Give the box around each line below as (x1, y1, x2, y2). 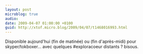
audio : (5, 16, 19, 21)
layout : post (5, 7, 32, 12)
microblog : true (5, 12, 38, 17)
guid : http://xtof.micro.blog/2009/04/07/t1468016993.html (5, 25, 128, 30)
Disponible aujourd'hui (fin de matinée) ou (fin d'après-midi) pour (5, 38, 137, 44)
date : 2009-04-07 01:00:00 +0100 (5, 20, 73, 26)
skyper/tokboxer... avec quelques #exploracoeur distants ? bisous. (5, 44, 139, 50)
